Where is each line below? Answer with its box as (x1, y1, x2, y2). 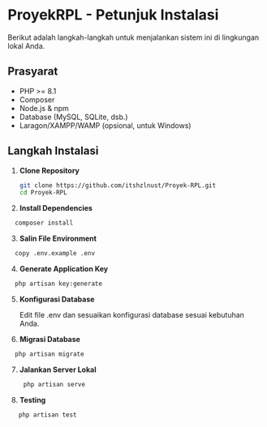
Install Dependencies (19, 203, 93, 213)
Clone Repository (19, 165, 80, 175)
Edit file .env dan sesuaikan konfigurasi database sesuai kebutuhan (19, 310, 245, 319)
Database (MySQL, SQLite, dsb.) (19, 112, 128, 122)
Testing (19, 395, 46, 404)
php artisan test (18, 411, 78, 419)
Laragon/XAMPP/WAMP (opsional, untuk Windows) (19, 120, 192, 130)
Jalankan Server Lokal (19, 365, 97, 374)
